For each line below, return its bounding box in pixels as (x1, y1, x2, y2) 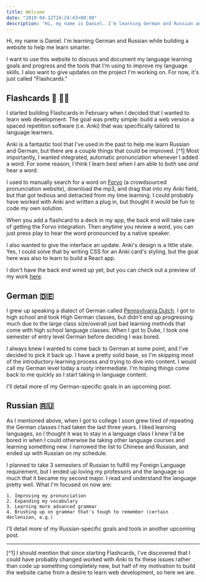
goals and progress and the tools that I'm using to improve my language (6, 62, 188, 69)
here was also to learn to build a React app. (6, 255, 116, 262)
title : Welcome (6, 9, 45, 15)
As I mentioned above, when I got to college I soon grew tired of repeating (6, 416, 194, 424)
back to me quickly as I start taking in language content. (6, 371, 148, 378)
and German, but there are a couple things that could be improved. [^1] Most (6, 147, 199, 155)
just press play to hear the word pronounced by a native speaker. (6, 229, 170, 237)
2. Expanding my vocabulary (6, 498, 78, 504)
